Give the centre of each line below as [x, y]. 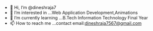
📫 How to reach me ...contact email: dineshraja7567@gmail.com [76, 23]
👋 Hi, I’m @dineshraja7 [33, 8]
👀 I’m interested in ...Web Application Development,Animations [74, 13]
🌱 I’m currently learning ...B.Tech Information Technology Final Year [79, 18]
